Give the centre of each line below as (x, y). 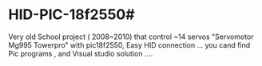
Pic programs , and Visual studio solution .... (81, 53)
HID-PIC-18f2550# (71, 15)
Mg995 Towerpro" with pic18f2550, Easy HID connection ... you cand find (129, 45)
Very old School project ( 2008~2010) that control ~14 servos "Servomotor (131, 37)
